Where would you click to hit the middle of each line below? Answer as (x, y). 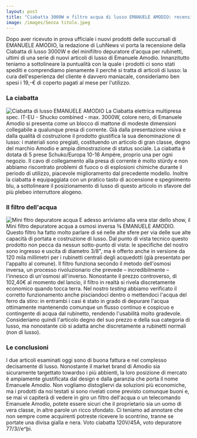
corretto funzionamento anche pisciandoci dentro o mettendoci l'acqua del (96, 295)
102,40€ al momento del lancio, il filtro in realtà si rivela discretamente (91, 282)
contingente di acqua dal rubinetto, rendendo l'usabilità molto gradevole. (94, 313)
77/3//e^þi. (19, 429)
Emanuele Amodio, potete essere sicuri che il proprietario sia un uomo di (94, 404)
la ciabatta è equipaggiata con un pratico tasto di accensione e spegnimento (98, 179)
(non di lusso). (23, 332)
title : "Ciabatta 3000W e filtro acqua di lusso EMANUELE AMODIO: (89, 17)
